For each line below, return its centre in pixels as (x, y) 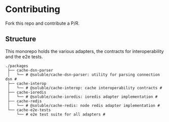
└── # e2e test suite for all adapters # (61, 114)
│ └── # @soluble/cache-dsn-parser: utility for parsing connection (83, 75)
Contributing (33, 9)
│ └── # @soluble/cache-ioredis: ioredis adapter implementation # (82, 97)
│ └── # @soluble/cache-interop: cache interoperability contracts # (85, 88)
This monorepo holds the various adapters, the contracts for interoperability (84, 51)
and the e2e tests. (24, 56)
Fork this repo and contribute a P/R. (42, 23)
